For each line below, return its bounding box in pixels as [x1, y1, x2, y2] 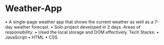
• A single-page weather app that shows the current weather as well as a [5, 19, 154, 25]
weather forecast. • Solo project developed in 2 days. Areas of [14, 24, 141, 30]
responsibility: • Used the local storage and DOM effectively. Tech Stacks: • [5, 29, 159, 35]
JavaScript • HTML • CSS [5, 34, 58, 40]
